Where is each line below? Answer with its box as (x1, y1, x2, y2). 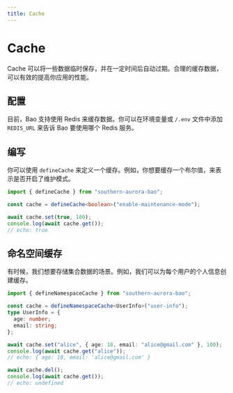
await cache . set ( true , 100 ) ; (7, 213, 92, 220)
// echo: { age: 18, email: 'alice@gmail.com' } (7, 354, 151, 361)
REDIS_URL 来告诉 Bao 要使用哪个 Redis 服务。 (7, 123, 138, 132)
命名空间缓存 (7, 247, 63, 259)
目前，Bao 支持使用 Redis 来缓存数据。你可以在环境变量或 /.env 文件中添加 (7, 115, 223, 123)
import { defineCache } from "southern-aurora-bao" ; (7, 189, 163, 196)
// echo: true (7, 226, 49, 233)
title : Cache (7, 10, 45, 17)
